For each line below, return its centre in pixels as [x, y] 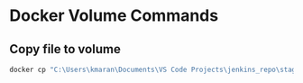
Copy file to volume [65, 49]
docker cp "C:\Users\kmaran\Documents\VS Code [98, 69]
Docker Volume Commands [114, 16]
